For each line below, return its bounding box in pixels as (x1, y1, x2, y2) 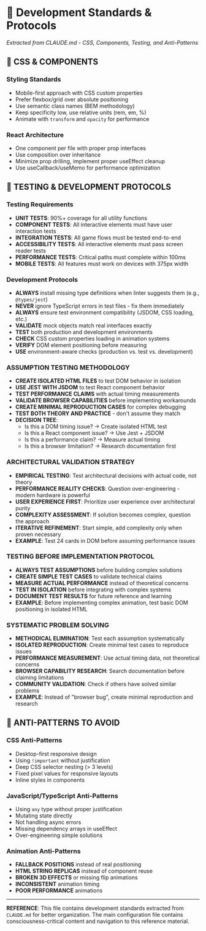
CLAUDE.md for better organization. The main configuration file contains (6, 911, 183, 919)
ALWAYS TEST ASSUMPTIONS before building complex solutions (15, 566, 183, 574)
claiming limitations (15, 674, 64, 681)
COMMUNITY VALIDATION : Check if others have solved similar (15, 680, 177, 688)
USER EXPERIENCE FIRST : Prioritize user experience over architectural (15, 497, 195, 505)
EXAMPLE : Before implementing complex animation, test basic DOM (15, 599, 189, 606)
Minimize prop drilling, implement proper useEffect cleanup (15, 157, 166, 165)
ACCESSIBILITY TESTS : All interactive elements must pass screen (15, 240, 183, 247)
